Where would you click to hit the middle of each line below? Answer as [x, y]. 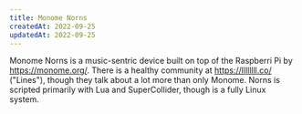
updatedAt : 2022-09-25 [52, 35]
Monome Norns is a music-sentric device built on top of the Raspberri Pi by [151, 61]
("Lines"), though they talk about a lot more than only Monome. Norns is [145, 80]
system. [24, 99]
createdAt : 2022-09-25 [52, 26]
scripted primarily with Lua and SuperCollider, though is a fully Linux [138, 90]
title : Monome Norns [49, 18]
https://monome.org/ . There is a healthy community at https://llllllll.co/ [141, 70]
